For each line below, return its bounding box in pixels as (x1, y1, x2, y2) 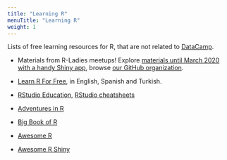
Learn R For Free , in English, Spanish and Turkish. (17, 77, 162, 86)
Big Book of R (17, 118, 58, 126)
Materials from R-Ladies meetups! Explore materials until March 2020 (17, 56, 220, 65)
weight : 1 (7, 23, 37, 30)
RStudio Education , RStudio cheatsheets (17, 91, 135, 99)
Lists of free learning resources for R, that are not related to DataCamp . (7, 43, 214, 51)
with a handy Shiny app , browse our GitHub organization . (17, 64, 184, 72)
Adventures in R (17, 105, 65, 113)
